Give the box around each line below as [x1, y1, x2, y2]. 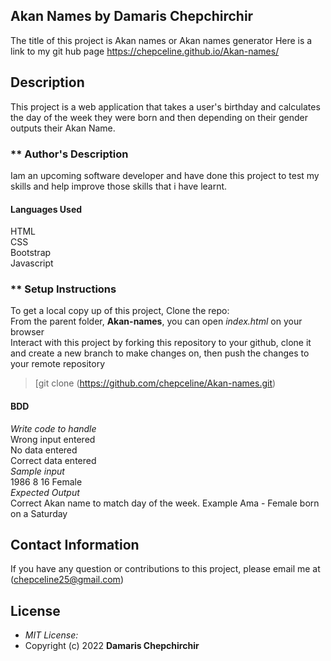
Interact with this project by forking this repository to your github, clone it [10, 337, 312, 349]
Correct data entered [10, 454, 97, 466]
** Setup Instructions [10, 282, 117, 296]
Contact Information [10, 537, 140, 554]
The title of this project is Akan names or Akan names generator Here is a [10, 34, 313, 46]
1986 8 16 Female [10, 475, 83, 488]
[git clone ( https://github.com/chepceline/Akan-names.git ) [34, 377, 277, 389]
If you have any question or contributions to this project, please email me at [10, 563, 321, 575]
